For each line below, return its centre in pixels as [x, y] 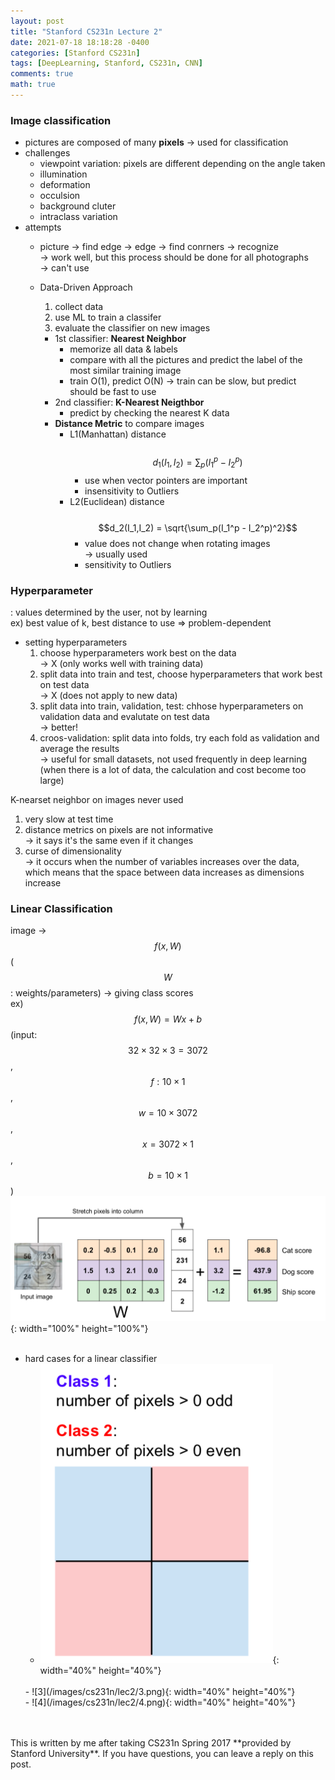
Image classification [61, 120]
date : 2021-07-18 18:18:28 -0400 [80, 42]
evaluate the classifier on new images [132, 328]
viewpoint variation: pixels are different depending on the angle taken [182, 164]
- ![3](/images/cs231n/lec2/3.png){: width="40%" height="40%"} [160, 1692]
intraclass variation [78, 217]
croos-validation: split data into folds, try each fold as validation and [179, 737]
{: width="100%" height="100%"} [79, 1329]
